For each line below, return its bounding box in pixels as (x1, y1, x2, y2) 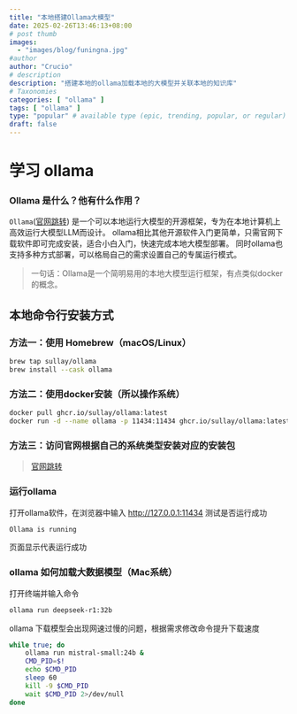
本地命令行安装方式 (9, 307, 114, 323)
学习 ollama (9, 161, 95, 181)
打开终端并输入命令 (9, 587, 80, 598)
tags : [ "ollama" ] (9, 104, 81, 112)
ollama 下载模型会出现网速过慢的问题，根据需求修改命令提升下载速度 (9, 623, 261, 633)
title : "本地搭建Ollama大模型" (9, 12, 115, 22)
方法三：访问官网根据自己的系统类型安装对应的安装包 (9, 439, 236, 451)
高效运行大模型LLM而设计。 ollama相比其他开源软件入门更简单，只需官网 (9, 227, 276, 238)
